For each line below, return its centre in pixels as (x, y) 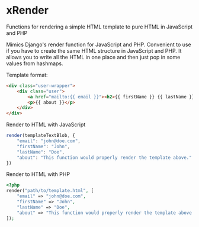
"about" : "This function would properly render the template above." (105, 158)
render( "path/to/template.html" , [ (50, 191)
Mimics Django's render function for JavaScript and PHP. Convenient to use (99, 44)
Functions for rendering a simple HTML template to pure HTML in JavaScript (99, 27)
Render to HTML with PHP (38, 174)
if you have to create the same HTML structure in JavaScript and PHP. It (94, 50)
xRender (28, 10)
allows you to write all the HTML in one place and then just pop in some (93, 57)
